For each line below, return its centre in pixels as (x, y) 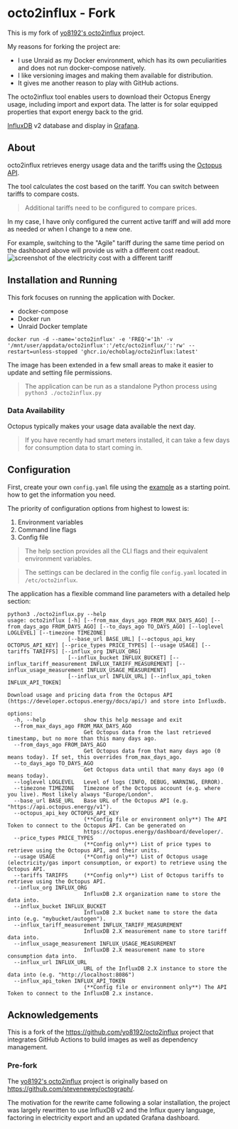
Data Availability (36, 411)
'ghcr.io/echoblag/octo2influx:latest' (140, 352)
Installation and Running (63, 280)
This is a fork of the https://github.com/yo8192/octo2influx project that (111, 1032)
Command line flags (47, 529)
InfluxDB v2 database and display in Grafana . (74, 125)
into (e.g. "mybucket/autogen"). (57, 919)
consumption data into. (43, 956)
